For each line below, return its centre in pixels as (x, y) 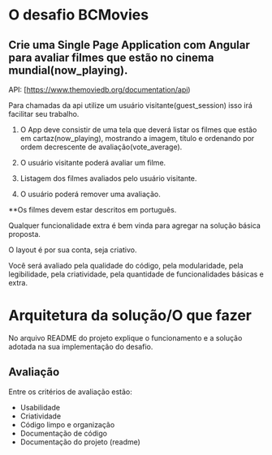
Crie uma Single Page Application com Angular (129, 45)
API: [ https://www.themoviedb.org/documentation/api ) (99, 90)
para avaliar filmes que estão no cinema (111, 57)
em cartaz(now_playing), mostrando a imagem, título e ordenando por (137, 138)
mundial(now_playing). (68, 70)
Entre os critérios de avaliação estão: (70, 392)
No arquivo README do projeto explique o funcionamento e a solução (125, 337)
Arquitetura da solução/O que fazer (130, 316)
